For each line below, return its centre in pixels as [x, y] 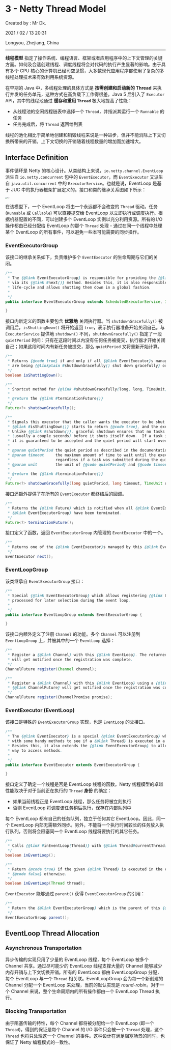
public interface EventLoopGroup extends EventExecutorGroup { [74, 615]
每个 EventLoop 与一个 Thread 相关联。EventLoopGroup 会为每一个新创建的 [84, 979]
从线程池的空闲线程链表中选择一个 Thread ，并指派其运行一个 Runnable [85, 111]
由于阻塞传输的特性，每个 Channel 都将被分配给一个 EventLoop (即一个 [80, 1023]
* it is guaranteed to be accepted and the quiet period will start [82, 441]
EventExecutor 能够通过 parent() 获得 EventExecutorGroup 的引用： [75, 894]
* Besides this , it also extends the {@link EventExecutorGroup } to [82, 746]
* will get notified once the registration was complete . [70, 660]
